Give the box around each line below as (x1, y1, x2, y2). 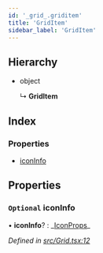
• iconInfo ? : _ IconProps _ (8, 220, 90, 229)
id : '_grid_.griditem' (8, 11, 83, 20)
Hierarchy (8, 55, 58, 69)
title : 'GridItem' (8, 19, 68, 27)
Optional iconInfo (8, 203, 76, 214)
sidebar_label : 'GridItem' (8, 26, 97, 34)
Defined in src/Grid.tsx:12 (8, 236, 90, 245)
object (19, 76, 41, 86)
